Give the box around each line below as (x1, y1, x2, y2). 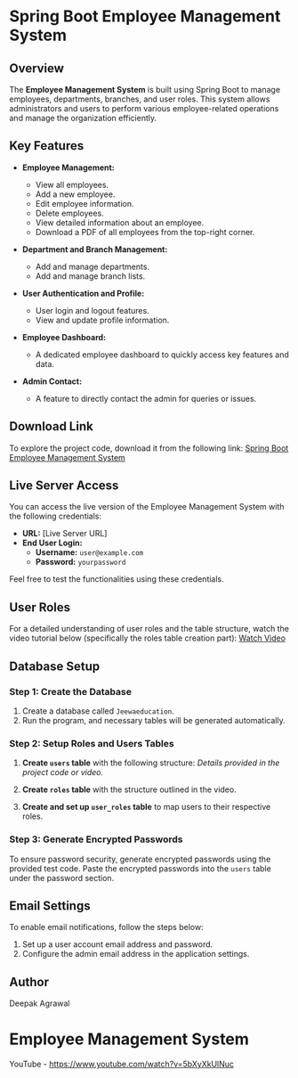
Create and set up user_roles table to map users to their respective (21, 802, 271, 813)
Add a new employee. (35, 189, 116, 200)
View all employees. (35, 179, 109, 190)
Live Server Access (9, 478, 119, 494)
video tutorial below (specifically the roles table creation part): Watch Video (9, 633, 286, 643)
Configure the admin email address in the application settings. (21, 949, 250, 960)
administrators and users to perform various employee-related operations (9, 103, 279, 113)
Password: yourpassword (35, 557, 126, 568)
